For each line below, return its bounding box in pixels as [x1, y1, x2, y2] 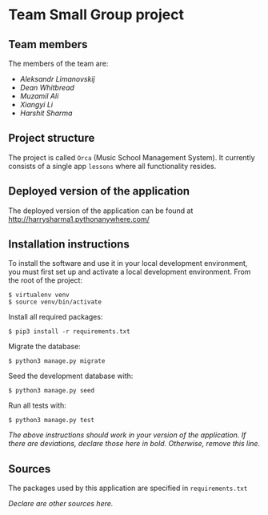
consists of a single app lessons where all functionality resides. [8, 161, 217, 171]
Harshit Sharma [19, 108, 73, 118]
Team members [8, 38, 88, 51]
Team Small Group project [8, 6, 185, 24]
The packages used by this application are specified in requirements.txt [8, 483, 248, 493]
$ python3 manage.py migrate [8, 357, 106, 365]
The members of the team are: [8, 58, 109, 68]
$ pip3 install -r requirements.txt [8, 328, 130, 336]
